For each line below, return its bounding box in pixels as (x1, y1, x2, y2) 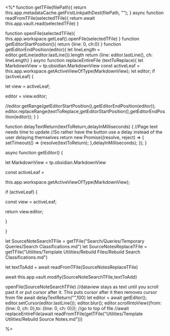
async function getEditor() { (5, 150, 63, 155)
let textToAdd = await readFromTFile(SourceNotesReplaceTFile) (5, 264, 138, 270)
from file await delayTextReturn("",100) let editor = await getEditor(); (5, 294, 147, 300)
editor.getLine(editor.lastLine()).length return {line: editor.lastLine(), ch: (5, 52, 153, 58)
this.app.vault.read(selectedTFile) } (5, 20, 79, 26)
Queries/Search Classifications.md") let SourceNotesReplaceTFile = (5, 244, 147, 249)
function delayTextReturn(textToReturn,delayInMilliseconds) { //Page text (5, 124, 158, 129)
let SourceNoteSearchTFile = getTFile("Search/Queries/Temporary (5, 238, 145, 244)
